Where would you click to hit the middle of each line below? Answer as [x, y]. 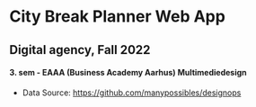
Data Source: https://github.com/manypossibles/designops [132, 93]
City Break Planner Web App [118, 17]
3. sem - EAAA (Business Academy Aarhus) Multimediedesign [128, 73]
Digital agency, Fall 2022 [80, 50]
